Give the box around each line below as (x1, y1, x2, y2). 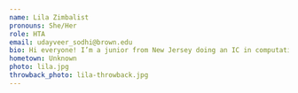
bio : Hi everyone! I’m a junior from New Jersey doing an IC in (9, 46, 252, 55)
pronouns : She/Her (9, 21, 77, 30)
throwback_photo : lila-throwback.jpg (9, 71, 149, 80)
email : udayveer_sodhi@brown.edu (9, 37, 133, 47)
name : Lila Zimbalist (9, 12, 90, 22)
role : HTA (9, 29, 46, 38)
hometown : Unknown (9, 54, 77, 63)
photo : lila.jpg (9, 63, 69, 72)
